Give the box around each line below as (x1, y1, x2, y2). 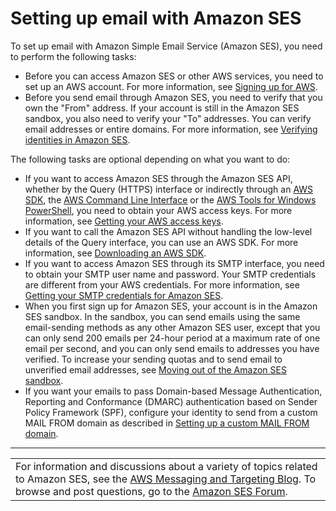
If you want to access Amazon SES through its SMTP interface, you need (24, 257, 325, 269)
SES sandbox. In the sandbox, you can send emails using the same (24, 310, 301, 322)
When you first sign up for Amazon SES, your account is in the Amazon (24, 300, 318, 312)
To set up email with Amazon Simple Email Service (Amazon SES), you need (10, 40, 323, 52)
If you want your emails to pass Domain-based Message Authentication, (24, 385, 323, 397)
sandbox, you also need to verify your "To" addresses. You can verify (24, 112, 312, 124)
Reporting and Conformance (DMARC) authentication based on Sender (24, 395, 318, 407)
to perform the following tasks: (10, 50, 137, 62)
